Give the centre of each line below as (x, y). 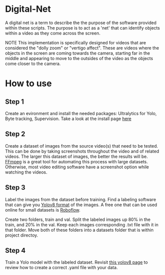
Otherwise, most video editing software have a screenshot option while (77, 167)
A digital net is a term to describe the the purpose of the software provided (81, 23)
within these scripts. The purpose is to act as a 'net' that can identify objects (82, 28)
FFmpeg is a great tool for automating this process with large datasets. (77, 161)
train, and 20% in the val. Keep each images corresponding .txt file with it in (82, 224)
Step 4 (15, 250)
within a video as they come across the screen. (53, 33)
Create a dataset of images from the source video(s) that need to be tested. (82, 146)
